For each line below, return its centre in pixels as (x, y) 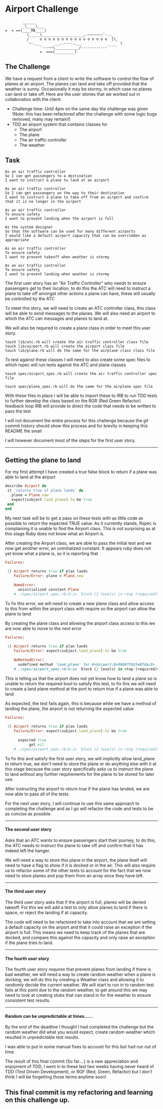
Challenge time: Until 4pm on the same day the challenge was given (80, 109)
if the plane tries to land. (29, 943)
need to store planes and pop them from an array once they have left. (74, 875)
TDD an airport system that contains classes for (60, 124)
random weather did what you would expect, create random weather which (80, 1032)
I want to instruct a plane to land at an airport (57, 180)
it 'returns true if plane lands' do (45, 491)
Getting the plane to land (43, 460)
